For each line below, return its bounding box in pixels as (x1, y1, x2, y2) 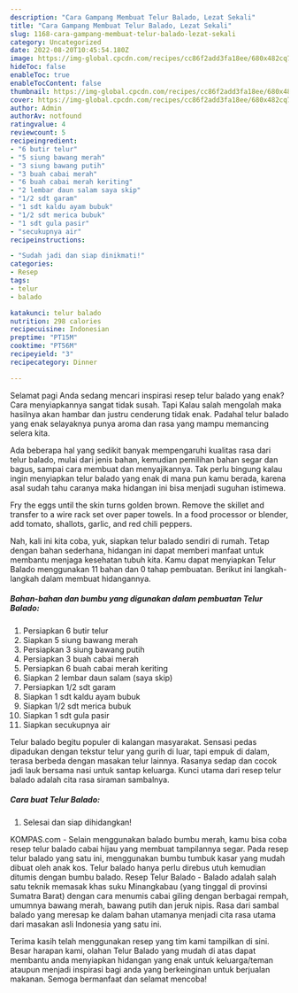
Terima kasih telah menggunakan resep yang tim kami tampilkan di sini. (10, 935, 270, 946)
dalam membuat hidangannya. (40, 573, 151, 584)
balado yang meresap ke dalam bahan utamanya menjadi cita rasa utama (10, 909, 277, 919)
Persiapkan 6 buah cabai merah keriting (22, 663, 169, 673)
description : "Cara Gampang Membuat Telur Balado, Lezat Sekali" (10, 12, 256, 22)
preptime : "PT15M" (10, 333, 78, 342)
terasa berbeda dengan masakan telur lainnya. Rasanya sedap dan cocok (10, 755, 278, 766)
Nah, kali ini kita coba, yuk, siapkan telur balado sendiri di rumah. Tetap (10, 535, 270, 546)
